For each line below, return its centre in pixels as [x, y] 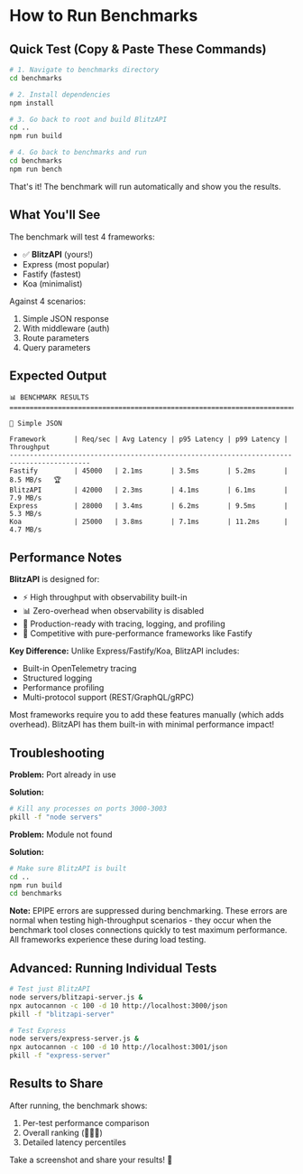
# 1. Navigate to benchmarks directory [84, 70]
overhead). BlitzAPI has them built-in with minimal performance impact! [142, 725]
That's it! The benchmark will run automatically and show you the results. [145, 186]
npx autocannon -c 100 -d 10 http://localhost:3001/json [119, 1047]
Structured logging [57, 678]
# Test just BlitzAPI [50, 989]
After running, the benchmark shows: [78, 1105]
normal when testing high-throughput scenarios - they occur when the [141, 920]
